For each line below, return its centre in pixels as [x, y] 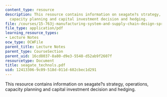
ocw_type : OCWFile [24, 42]
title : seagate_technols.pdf [35, 65]
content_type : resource [30, 10]
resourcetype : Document [30, 61]
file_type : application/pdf [34, 28]
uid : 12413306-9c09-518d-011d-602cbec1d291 [51, 70]
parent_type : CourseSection [34, 51]
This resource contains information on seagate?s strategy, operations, [77, 84]
